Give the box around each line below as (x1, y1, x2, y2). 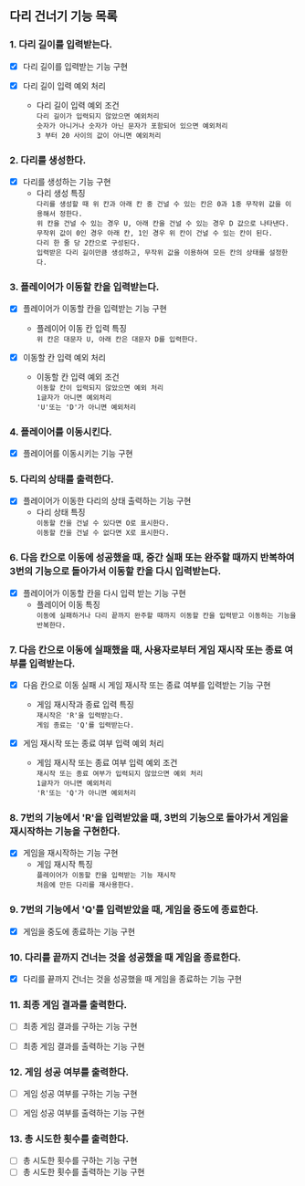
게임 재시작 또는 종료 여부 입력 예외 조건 (36, 757, 178, 769)
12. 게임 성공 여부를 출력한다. (9, 1065, 130, 1078)
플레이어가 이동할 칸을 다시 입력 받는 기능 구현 (22, 587, 186, 598)
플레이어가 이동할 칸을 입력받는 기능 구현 (22, 303, 167, 314)
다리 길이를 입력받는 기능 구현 (22, 60, 128, 71)
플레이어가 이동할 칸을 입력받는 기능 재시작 (36, 871, 176, 880)
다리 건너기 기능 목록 (9, 8, 118, 25)
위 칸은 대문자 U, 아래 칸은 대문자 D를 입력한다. (36, 334, 199, 344)
